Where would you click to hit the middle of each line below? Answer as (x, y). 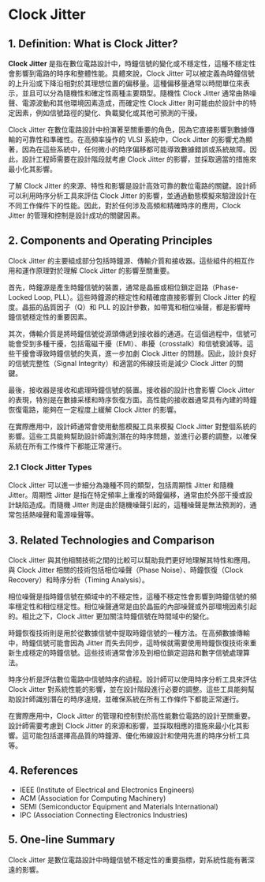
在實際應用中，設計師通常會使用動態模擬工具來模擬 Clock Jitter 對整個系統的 (132, 426)
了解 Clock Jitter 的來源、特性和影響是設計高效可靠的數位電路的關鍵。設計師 (132, 186)
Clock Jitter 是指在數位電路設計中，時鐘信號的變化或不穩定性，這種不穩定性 (132, 64)
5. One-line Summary (62, 840)
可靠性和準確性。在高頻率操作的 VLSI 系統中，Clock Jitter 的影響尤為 (134, 139)
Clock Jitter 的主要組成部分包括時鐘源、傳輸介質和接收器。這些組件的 (121, 260)
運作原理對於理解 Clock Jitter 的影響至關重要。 (98, 271)
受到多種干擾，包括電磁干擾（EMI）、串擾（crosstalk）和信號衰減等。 (134, 343)
